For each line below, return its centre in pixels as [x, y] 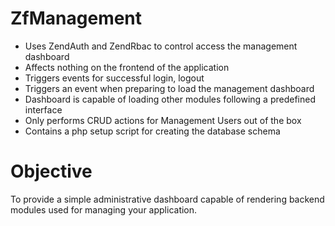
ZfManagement [76, 18]
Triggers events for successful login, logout [114, 78]
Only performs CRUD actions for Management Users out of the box [163, 120]
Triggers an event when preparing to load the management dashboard [169, 88]
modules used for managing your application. [104, 209]
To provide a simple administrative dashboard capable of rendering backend [167, 199]
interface [43, 109]
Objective [51, 171]
